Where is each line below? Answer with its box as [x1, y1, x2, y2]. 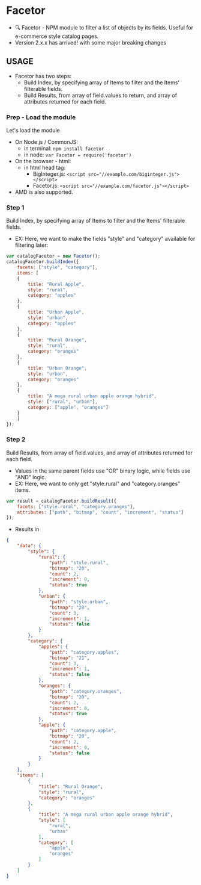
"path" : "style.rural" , [49, 559, 109, 566]
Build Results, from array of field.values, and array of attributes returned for [6, 449, 193, 456]
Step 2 [6, 435, 26, 444]
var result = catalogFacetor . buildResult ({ [6, 498, 117, 504]
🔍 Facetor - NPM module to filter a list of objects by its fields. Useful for [14, 23, 194, 31]
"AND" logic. [14, 473, 46, 480]
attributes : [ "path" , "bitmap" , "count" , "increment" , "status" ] [17, 509, 184, 515]
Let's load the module [6, 127, 60, 134]
